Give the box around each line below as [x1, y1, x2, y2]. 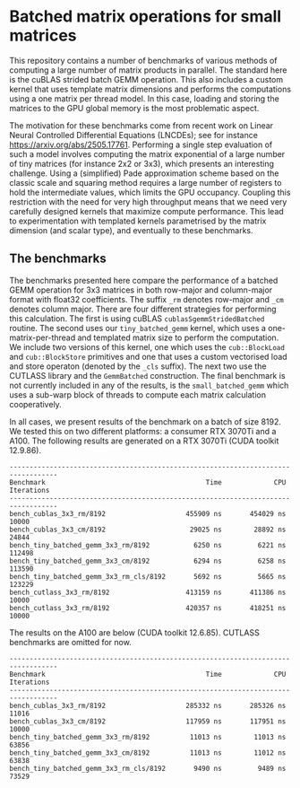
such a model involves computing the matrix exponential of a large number [9, 148, 286, 159]
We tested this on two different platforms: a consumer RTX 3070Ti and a [9, 425, 277, 436]
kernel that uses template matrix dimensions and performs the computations [9, 83, 292, 94]
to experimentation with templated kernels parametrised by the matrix [9, 215, 267, 226]
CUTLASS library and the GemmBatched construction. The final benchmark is [9, 370, 286, 381]
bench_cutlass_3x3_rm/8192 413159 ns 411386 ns [9, 588, 287, 597]
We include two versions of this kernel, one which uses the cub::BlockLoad [9, 341, 285, 352]
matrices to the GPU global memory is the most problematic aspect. [9, 102, 260, 113]
